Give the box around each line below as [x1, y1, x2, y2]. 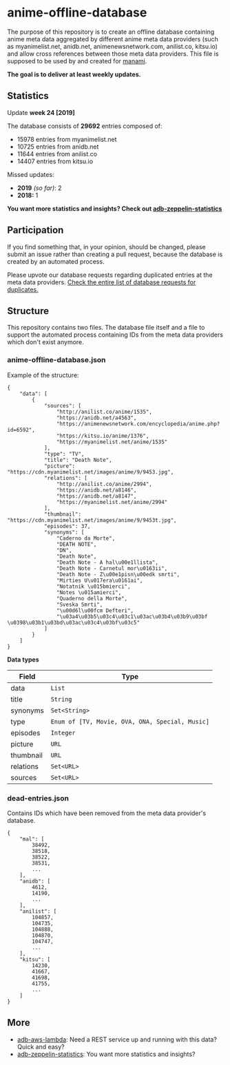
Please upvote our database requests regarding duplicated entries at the [7, 271, 213, 279]
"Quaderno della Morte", [56, 595, 128, 602]
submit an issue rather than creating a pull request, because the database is [7, 250, 223, 258]
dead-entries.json [7, 793, 69, 803]
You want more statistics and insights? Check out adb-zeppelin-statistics [7, 204, 222, 213]
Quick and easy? [17, 1042, 65, 1051]
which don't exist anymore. [7, 338, 84, 346]
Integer [50, 728, 76, 737]
